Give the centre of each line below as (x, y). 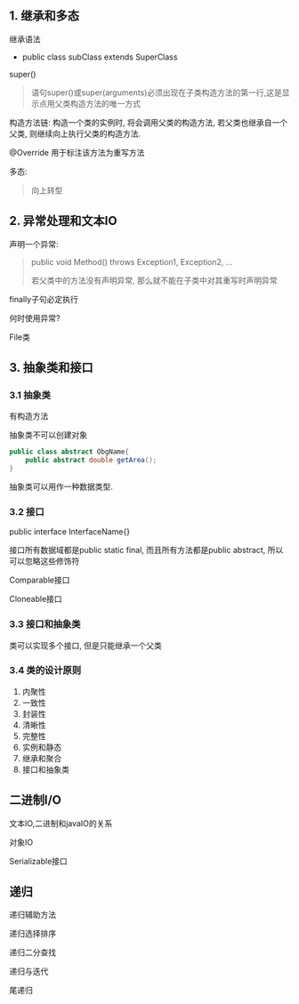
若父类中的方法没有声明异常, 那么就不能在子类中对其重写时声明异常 (154, 280)
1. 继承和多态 (44, 16)
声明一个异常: (34, 244)
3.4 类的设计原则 (45, 671)
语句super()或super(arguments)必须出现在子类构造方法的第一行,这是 (156, 92)
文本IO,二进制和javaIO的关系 (61, 823)
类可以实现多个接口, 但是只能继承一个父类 (85, 645)
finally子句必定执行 (44, 299)
